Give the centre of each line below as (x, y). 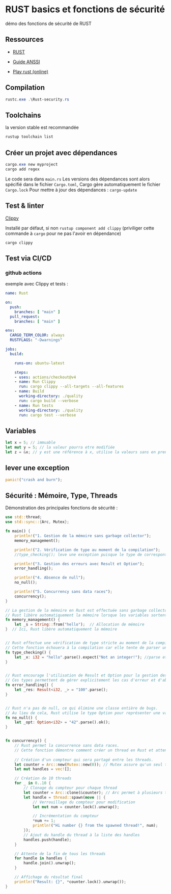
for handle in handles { (41, 858)
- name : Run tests (34, 405)
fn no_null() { (21, 718)
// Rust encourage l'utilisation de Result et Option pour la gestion (82, 676)
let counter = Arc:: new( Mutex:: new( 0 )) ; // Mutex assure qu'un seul (89, 765)
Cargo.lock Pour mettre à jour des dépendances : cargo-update (71, 190)
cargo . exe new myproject (32, 164)
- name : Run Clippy (35, 382)
